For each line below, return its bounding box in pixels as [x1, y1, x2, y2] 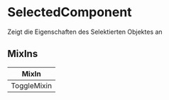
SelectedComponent [7, 4, 133, 20]
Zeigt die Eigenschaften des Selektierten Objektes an [7, 27, 163, 36]
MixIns [7, 48, 38, 60]
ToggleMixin [11, 80, 52, 90]
